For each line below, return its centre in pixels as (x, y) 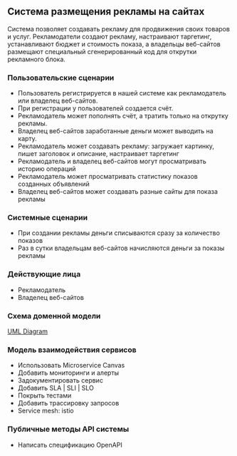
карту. (27, 139)
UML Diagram (28, 331)
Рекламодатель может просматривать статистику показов (107, 177)
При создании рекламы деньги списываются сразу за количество (119, 233)
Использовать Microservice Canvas (71, 366)
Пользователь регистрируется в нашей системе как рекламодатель (122, 93)
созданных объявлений (54, 184)
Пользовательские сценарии (61, 78)
